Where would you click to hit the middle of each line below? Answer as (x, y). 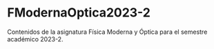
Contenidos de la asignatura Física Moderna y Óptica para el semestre (107, 32)
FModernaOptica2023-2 (79, 13)
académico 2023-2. (35, 39)
